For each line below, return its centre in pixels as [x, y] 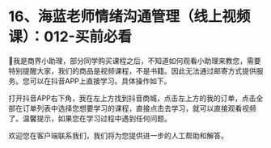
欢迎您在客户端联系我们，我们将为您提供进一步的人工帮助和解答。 [118, 135]
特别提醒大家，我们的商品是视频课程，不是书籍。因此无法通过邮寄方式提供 [132, 70]
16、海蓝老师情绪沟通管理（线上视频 [129, 17]
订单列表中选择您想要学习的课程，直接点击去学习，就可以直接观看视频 [139, 108]
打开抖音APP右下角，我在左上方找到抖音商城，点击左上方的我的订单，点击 [132, 98]
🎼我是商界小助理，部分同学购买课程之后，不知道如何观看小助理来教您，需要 [135, 61]
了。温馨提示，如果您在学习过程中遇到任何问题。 [90, 118]
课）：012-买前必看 [70, 37]
